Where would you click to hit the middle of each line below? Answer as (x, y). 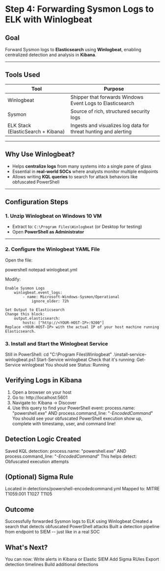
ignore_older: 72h (50, 301)
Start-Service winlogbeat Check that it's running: (86, 359)
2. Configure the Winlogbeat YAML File (53, 249)
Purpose (114, 89)
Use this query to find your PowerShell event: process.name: (74, 408)
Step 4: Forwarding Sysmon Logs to (80, 9)
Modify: (13, 279)
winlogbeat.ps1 (20, 359)
